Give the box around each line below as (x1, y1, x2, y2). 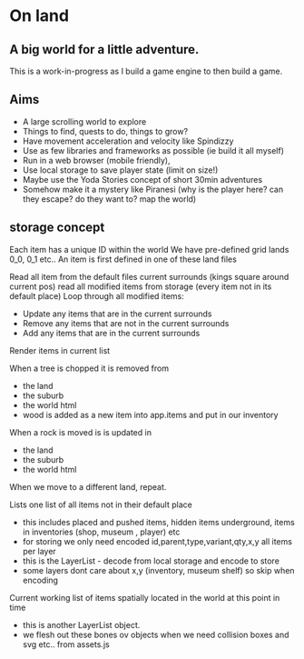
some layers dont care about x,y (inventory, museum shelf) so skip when (22, 564, 295, 575)
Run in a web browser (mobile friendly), (22, 155, 171, 165)
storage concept (9, 220, 105, 235)
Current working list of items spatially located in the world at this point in (9, 592, 280, 603)
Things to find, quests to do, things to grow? (22, 125, 189, 136)
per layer (22, 545, 56, 556)
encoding (22, 574, 59, 585)
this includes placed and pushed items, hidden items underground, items (22, 516, 295, 527)
